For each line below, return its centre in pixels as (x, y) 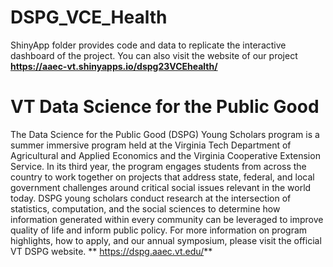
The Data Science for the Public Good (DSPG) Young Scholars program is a (165, 134)
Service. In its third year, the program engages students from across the (158, 166)
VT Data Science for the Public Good (165, 107)
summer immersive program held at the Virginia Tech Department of (151, 145)
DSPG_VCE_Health (89, 17)
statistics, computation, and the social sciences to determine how (145, 208)
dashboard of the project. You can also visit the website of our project (154, 55)
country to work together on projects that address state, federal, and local (162, 177)
